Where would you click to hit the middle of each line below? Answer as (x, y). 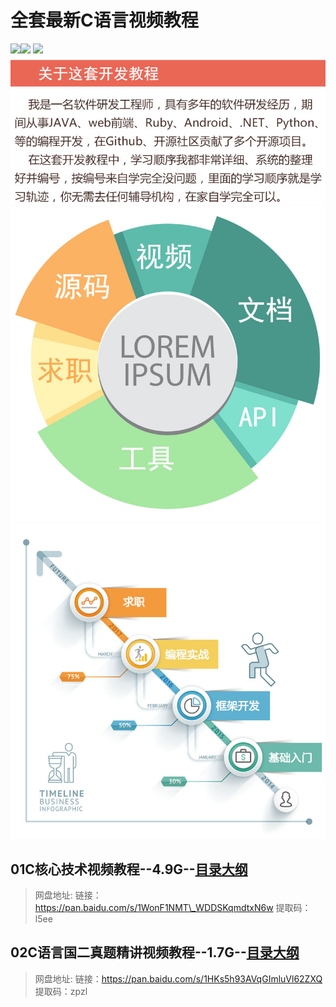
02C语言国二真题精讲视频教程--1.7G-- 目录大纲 (155, 952)
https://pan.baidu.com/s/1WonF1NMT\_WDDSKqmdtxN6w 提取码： (173, 907)
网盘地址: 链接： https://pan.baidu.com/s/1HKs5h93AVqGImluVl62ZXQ (178, 978)
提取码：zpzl (61, 991)
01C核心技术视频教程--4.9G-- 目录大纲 (129, 869)
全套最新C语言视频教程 (104, 20)
